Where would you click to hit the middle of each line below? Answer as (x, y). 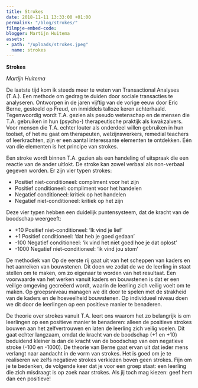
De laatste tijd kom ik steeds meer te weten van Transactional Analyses (92, 90)
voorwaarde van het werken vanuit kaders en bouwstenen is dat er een (93, 279)
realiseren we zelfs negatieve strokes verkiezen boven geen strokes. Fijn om (99, 360)
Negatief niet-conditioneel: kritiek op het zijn (69, 201)
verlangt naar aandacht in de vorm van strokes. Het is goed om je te (89, 353)
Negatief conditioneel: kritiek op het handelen (70, 194)
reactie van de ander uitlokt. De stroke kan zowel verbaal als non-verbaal (95, 164)
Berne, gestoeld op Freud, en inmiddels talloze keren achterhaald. (86, 109)
